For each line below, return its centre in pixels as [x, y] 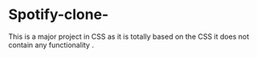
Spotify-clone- [59, 15]
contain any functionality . [51, 44]
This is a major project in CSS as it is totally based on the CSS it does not [129, 36]
